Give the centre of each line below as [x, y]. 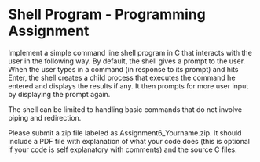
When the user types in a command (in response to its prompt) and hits [123, 69]
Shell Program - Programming [107, 14]
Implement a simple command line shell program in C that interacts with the [130, 52]
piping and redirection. [45, 117]
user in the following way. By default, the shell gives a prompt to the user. [127, 61]
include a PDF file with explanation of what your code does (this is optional [129, 141]
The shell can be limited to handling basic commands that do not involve [125, 109]
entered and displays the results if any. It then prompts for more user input [128, 86]
